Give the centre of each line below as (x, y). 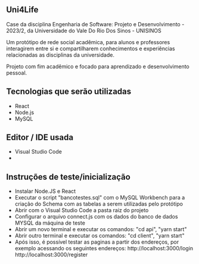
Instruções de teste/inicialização (69, 176)
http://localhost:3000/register (51, 255)
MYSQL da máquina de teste (50, 223)
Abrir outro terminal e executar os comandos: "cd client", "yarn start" (99, 236)
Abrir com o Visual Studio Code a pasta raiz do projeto (82, 210)
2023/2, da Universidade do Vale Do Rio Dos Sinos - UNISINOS (84, 30)
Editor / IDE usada (40, 138)
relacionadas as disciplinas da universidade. (60, 55)
